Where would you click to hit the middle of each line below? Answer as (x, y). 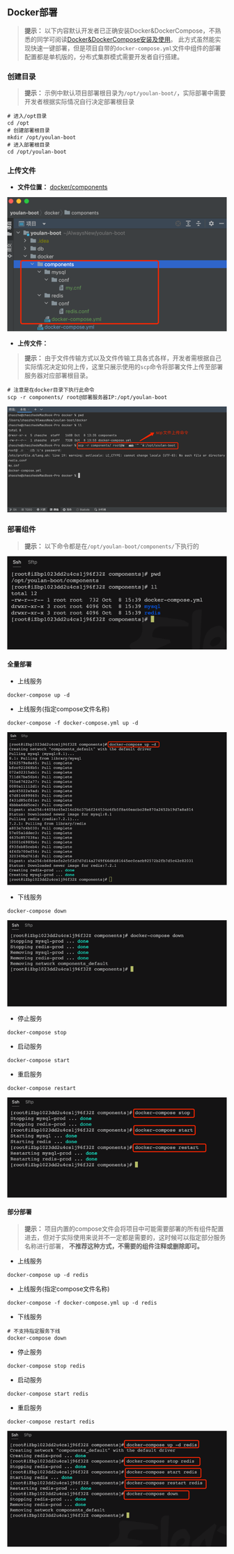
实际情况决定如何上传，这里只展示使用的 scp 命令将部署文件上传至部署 (124, 366)
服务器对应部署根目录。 (58, 375)
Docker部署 (32, 13)
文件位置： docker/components (62, 187)
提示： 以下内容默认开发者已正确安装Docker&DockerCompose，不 (119, 31)
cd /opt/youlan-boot (37, 152)
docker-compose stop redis (46, 1366)
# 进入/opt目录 (27, 116)
